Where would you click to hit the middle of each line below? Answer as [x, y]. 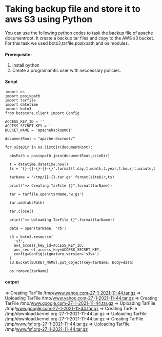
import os [15, 92]
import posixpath [23, 96]
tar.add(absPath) [27, 203]
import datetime [21, 105]
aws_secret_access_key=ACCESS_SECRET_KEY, [58, 250]
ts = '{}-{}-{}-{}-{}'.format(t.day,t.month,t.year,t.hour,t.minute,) [83, 169]
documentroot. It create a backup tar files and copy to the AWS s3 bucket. [80, 38]
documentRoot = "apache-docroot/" [40, 139]
